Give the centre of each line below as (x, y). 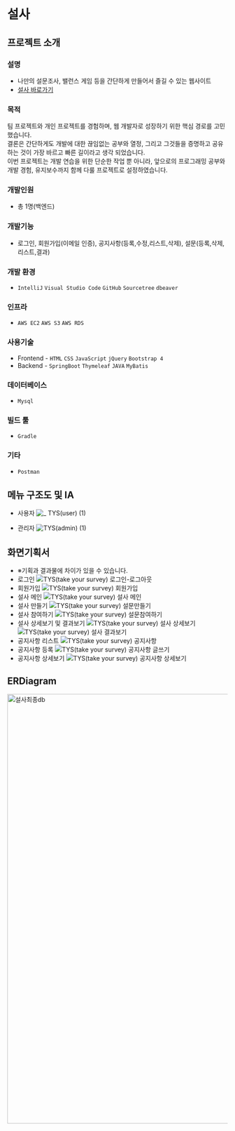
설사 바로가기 (35, 89)
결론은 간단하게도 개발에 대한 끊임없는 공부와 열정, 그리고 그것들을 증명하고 (109, 144)
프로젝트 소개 (34, 42)
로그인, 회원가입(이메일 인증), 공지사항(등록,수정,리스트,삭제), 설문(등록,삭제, (121, 243)
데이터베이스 (27, 385)
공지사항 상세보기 (41, 659)
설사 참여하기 (35, 614)
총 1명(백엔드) (36, 206)
